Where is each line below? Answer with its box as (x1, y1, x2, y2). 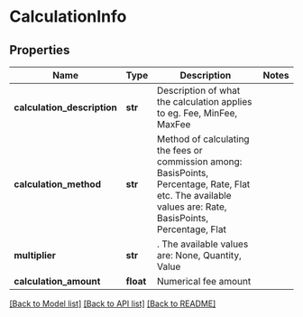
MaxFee (156, 118, 191, 130)
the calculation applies (156, 96, 252, 107)
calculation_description (14, 101, 117, 114)
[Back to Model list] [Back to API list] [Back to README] (9, 298, 216, 309)
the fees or (156, 145, 203, 156)
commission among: (156, 155, 243, 168)
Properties (9, 42, 70, 58)
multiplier (14, 249, 57, 261)
